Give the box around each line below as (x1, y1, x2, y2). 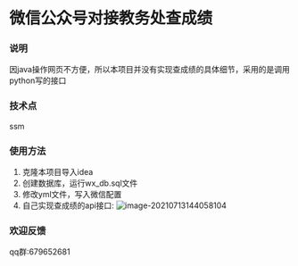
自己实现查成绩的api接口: (21, 200, 114, 211)
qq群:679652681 (9, 246, 70, 257)
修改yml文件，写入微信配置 (21, 189, 122, 200)
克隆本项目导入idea (21, 167, 94, 178)
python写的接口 (9, 75, 67, 86)
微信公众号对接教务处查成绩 (9, 8, 213, 29)
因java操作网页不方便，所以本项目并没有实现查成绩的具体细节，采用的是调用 (9, 64, 290, 75)
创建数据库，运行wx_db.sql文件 (21, 178, 138, 188)
